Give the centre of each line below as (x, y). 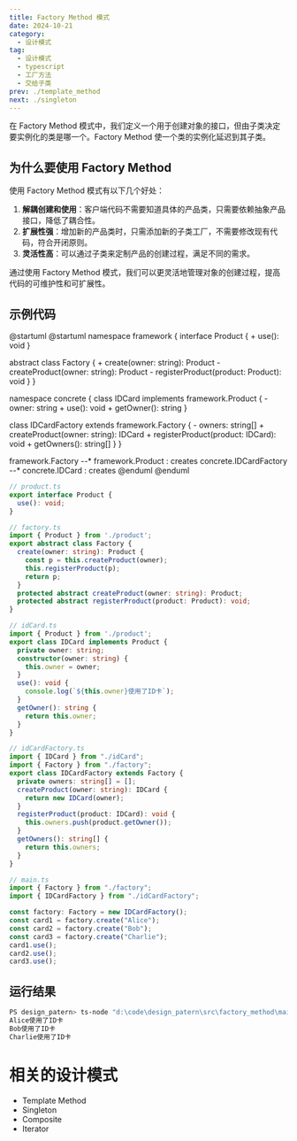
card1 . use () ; (33, 945)
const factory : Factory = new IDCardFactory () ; (99, 913)
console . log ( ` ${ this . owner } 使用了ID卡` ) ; (100, 691)
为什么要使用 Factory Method (91, 168)
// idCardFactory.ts (47, 749)
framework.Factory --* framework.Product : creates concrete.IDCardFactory (148, 461)
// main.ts (29, 880)
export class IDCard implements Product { (88, 642)
